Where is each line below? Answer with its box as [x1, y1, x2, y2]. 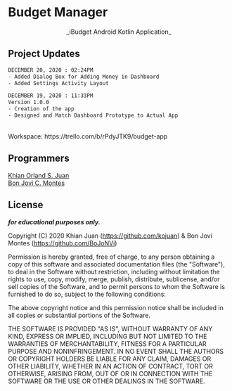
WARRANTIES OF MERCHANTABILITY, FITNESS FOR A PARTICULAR [8, 339, 207, 348]
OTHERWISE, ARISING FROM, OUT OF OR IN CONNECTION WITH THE [8, 369, 213, 378]
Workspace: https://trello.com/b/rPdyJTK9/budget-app [8, 132, 168, 141]
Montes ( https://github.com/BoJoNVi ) [8, 238, 117, 247]
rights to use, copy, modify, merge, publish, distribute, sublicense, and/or [8, 275, 220, 283]
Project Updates [8, 48, 80, 60]
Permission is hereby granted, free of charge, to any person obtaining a [8, 252, 215, 261]
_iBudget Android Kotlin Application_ [66, 27, 172, 36]
